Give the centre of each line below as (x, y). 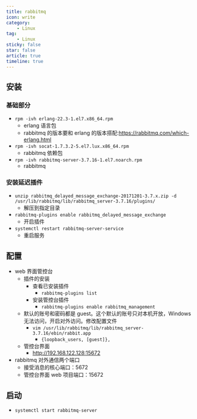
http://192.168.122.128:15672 (66, 353)
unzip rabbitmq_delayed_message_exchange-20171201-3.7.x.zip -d (96, 196)
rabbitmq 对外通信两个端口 (47, 360)
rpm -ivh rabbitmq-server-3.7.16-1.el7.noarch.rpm (78, 160)
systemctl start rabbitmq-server (56, 411)
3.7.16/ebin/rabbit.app (62, 334)
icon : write (21, 17)
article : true (24, 56)
